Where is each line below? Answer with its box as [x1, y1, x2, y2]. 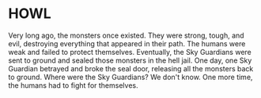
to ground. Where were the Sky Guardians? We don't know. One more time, [8, 72, 253, 82]
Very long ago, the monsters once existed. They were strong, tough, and [8, 31, 244, 40]
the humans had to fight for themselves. [8, 80, 138, 90]
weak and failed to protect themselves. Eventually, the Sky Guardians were [8, 47, 252, 56]
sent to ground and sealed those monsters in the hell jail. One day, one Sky [8, 56, 252, 65]
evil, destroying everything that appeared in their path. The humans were [8, 38, 246, 48]
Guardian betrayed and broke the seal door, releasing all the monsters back [8, 64, 254, 73]
